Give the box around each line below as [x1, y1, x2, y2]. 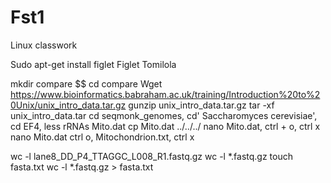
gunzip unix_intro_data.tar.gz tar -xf [128, 99, 275, 111]
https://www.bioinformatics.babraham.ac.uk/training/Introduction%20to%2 [10, 88, 321, 100]
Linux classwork [10, 39, 78, 51]
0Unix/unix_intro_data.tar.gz [10, 99, 127, 111]
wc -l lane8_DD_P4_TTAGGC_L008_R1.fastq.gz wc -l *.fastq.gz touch [10, 150, 293, 162]
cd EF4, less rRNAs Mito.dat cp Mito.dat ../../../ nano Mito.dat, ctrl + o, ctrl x [10, 120, 321, 132]
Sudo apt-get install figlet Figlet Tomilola [10, 58, 177, 70]
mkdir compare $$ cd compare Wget [10, 77, 163, 90]
